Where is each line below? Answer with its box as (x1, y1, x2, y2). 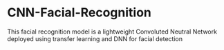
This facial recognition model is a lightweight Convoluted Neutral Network (7, 27, 218, 36)
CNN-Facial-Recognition (7, 5, 152, 21)
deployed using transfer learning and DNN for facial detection (7, 34, 183, 42)
